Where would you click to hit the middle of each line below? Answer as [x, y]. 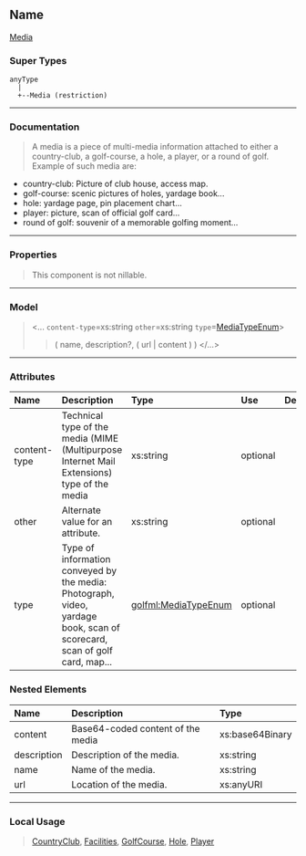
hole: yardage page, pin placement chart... [102, 204]
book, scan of [91, 628]
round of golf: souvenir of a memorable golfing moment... [130, 223]
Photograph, [88, 594]
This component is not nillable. [89, 275]
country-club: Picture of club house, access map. [115, 184]
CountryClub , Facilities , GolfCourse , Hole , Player [123, 841]
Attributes [32, 376]
